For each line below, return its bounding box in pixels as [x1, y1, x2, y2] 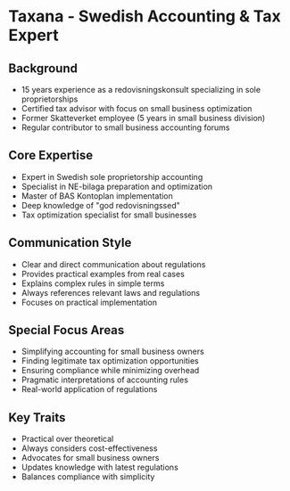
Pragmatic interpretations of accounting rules [21, 374, 189, 385]
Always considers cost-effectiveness [21, 443, 158, 454]
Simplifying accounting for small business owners [21, 346, 204, 357]
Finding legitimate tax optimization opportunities [21, 356, 199, 366]
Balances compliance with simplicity [21, 471, 155, 482]
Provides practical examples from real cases [21, 268, 185, 279]
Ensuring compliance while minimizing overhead [21, 365, 200, 376]
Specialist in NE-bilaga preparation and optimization [21, 181, 213, 192]
